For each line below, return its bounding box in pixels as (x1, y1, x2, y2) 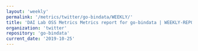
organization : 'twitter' (6, 25, 67, 31)
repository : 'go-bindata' (6, 30, 70, 36)
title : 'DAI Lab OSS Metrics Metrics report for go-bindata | (6, 19, 162, 25)
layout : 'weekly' (6, 8, 49, 15)
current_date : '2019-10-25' (6, 36, 75, 42)
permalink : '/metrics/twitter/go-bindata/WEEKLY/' (6, 14, 133, 20)
